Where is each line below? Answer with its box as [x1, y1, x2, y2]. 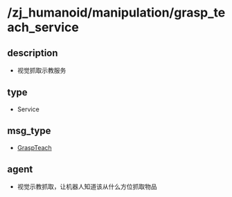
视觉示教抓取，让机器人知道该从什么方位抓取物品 [17, 182, 157, 191]
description [7, 47, 58, 59]
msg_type [7, 125, 51, 137]
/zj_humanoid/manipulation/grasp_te [7, 5, 226, 21]
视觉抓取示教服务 [17, 66, 66, 74]
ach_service [7, 19, 80, 35]
